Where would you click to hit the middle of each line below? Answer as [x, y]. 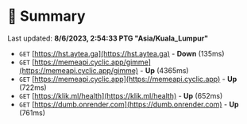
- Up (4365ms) [164, 70]
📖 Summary [46, 16]
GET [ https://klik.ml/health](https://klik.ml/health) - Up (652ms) [121, 95]
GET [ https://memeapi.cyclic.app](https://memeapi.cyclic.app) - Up [128, 79]
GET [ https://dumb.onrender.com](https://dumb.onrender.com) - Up [129, 104]
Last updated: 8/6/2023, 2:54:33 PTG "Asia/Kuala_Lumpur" [108, 38]
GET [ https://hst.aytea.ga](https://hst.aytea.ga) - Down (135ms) [122, 53]
